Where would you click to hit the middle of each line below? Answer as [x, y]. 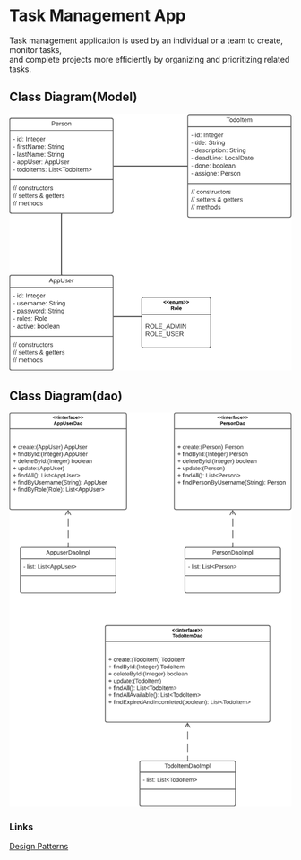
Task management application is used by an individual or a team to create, [146, 40]
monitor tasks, [36, 49]
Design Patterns [39, 847]
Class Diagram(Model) [73, 97]
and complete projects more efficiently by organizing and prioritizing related [150, 59]
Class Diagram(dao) [66, 396]
